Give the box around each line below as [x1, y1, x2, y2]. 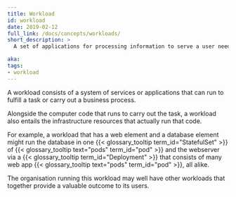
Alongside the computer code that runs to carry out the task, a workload [7, 109, 216, 117]
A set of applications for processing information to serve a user [13, 43, 216, 50]
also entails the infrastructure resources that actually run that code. [7, 117, 202, 125]
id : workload [7, 17, 46, 24]
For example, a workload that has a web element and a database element [7, 130, 219, 139]
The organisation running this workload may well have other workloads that [7, 174, 225, 182]
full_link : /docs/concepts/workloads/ [7, 30, 121, 37]
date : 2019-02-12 [7, 23, 58, 30]
